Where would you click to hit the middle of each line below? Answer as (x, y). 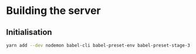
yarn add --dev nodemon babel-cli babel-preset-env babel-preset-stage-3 (98, 45)
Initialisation (29, 32)
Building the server (53, 11)
